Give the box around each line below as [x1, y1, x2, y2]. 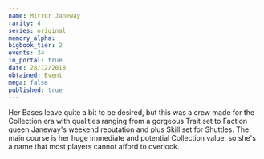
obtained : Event [8, 71, 63, 79]
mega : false [8, 78, 48, 86]
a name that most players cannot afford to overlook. [8, 141, 180, 152]
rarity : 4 [8, 19, 42, 27]
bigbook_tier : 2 [8, 42, 63, 50]
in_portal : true [8, 57, 63, 65]
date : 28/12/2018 [8, 64, 67, 72]
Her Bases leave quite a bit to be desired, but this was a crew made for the [8, 108, 255, 117]
